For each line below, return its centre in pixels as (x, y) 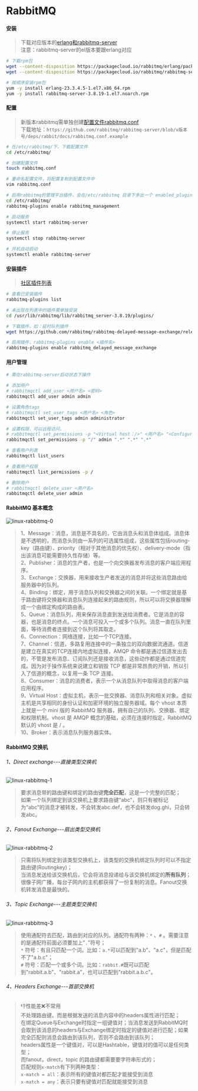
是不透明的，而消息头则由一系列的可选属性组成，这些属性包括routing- (105, 540)
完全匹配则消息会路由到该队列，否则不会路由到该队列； (88, 1037)
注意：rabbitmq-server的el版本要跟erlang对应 (76, 50)
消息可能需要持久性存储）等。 (67, 555)
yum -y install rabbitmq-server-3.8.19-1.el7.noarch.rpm (77, 94)
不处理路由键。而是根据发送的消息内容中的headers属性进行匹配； (100, 1015)
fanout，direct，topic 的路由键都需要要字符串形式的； (91, 1059)
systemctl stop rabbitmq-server (46, 238)
